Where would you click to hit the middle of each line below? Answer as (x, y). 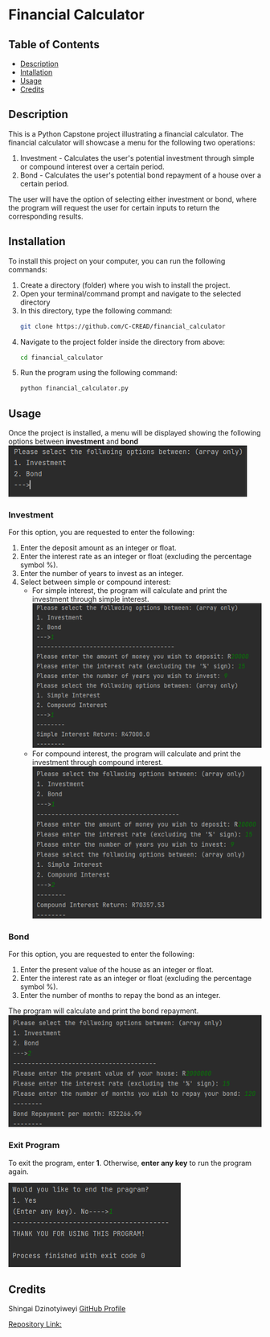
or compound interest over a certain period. (92, 166)
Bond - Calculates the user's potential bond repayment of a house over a (141, 175)
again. (19, 1171)
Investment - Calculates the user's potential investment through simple (137, 157)
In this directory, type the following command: (96, 310)
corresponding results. (46, 216)
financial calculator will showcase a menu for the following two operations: (132, 142)
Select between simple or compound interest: (95, 582)
